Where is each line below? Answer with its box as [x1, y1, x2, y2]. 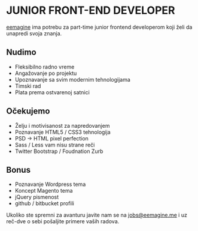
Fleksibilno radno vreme [14, 63, 75, 70]
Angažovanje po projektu [14, 70, 77, 77]
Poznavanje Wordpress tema [14, 181, 86, 188]
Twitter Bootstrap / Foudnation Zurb [14, 148, 103, 155]
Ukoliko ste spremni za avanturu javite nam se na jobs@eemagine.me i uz [6, 211, 187, 219]
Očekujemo [6, 106, 50, 116]
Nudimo [6, 47, 37, 58]
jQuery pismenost [14, 193, 59, 201]
